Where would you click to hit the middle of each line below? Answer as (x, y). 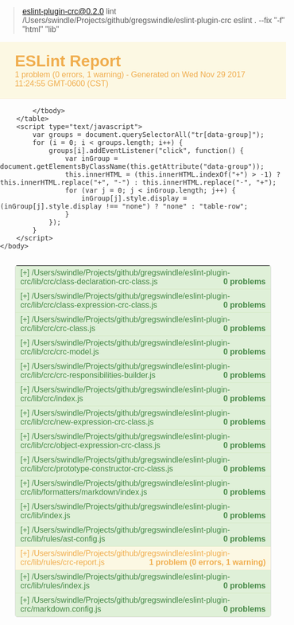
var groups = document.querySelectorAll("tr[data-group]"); (148, 135)
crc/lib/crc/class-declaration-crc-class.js (89, 281)
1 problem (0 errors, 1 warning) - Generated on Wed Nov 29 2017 (130, 74)
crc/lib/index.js (45, 516)
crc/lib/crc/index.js (52, 398)
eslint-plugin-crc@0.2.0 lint (70, 12)
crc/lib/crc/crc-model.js (60, 352)
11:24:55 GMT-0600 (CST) (62, 84)
